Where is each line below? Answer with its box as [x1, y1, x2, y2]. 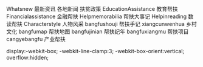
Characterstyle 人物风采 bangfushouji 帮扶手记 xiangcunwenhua [23, 21, 185, 27]
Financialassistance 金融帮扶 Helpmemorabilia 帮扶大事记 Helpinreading [6, 13, 187, 20]
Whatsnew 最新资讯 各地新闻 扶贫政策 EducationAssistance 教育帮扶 [6, 5, 178, 12]
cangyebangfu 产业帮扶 [6, 36, 66, 42]
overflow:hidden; [6, 54, 49, 61]
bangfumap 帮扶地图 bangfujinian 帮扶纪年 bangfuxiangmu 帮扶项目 [18, 28, 189, 35]
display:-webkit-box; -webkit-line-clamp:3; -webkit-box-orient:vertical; [6, 48, 184, 54]
